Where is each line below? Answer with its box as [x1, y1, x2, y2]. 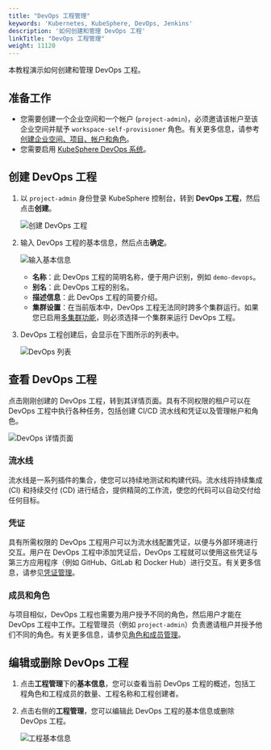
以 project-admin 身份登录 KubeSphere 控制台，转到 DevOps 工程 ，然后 [19, 193, 261, 203]
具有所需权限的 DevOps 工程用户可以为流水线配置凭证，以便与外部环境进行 [8, 537, 258, 547]
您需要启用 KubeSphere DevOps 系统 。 [19, 144, 151, 154]
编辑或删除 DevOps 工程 [8, 655, 129, 669]
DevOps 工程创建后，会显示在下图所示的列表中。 [19, 329, 184, 339]
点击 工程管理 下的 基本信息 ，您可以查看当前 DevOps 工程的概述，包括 [19, 679, 249, 689]
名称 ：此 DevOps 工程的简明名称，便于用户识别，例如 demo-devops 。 [31, 272, 261, 281]
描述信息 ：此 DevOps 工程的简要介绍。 [31, 292, 162, 301]
